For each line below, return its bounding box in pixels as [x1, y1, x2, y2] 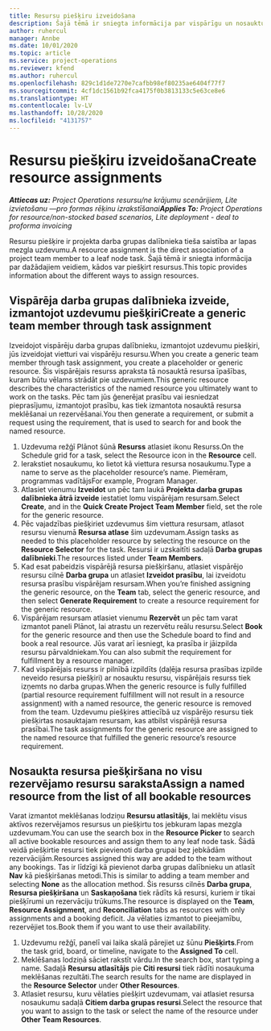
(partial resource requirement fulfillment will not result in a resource [20, 689, 244, 699]
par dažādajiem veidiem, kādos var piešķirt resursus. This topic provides [9, 262, 248, 271]
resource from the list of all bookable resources [9, 790, 252, 804]
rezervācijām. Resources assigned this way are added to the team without [9, 854, 253, 863]
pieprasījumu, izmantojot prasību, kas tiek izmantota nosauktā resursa [9, 400, 242, 410]
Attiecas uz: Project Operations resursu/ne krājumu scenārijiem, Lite [9, 195, 238, 205]
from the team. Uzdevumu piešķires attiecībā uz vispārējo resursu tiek [20, 706, 254, 717]
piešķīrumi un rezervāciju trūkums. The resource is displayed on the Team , [9, 896, 255, 906]
